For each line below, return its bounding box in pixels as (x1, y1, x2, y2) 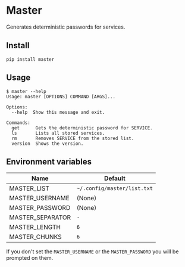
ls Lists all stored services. (11, 130, 105, 136)
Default (104, 174, 126, 182)
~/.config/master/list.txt (76, 185, 153, 192)
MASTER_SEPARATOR (9, 213, 71, 222)
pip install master (6, 56, 55, 63)
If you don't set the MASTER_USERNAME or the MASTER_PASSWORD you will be (6, 248, 179, 255)
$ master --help (6, 88, 46, 94)
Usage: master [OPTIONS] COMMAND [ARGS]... (6, 94, 116, 100)
